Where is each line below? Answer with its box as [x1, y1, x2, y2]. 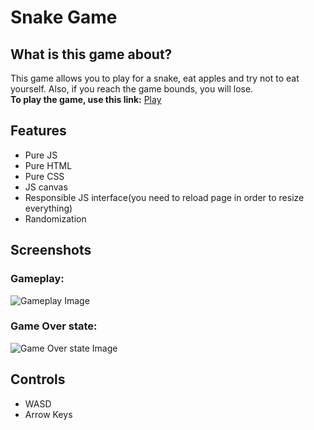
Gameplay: [10, 272, 65, 286]
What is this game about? [10, 46, 173, 63]
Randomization [24, 212, 87, 225]
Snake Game [10, 6, 118, 29]
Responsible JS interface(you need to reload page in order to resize [24, 191, 305, 203]
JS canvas [24, 181, 68, 193]
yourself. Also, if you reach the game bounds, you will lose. [10, 83, 254, 95]
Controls [10, 371, 66, 388]
